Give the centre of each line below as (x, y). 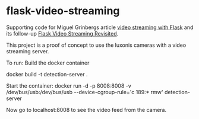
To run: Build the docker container (48, 63)
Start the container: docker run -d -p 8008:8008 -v (69, 86)
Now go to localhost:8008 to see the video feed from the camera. (86, 110)
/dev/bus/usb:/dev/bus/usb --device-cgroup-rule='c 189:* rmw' (85, 92)
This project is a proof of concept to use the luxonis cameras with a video (96, 45)
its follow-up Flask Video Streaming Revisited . (62, 33)
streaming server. (28, 51)
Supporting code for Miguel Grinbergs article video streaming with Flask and (100, 27)
